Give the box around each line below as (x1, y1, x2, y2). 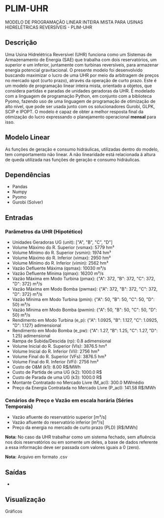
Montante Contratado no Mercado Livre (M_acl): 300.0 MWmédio (12, 380, 144, 385)
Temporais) (5, 403, 33, 410)
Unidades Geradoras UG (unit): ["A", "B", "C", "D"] (12, 239, 113, 245)
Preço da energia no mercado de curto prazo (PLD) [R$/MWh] (12, 425, 138, 430)
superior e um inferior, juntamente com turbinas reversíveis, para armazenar (5, 62, 159, 68)
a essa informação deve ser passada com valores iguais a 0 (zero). (5, 445, 141, 450)
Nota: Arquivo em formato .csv (5, 454, 68, 460)
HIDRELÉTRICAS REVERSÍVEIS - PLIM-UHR (5, 24, 93, 30)
